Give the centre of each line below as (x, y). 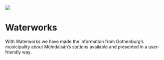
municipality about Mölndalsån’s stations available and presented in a (76, 46)
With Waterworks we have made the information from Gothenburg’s (75, 41)
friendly (13, 52)
